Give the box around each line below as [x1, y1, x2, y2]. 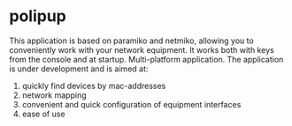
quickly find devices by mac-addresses [21, 80, 166, 91]
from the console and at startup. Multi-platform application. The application [9, 54, 284, 64]
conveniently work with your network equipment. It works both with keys [9, 44, 274, 55]
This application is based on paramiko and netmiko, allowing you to [9, 35, 254, 46]
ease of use [21, 108, 65, 119]
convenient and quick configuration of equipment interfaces [21, 99, 242, 109]
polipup [9, 6, 66, 26]
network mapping [21, 90, 87, 100]
